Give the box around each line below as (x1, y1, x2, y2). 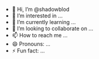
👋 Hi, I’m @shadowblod (11, 6, 70, 13)
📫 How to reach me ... (11, 32, 68, 39)
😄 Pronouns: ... (11, 40, 51, 48)
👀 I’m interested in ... (11, 12, 63, 19)
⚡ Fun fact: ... (11, 47, 45, 54)
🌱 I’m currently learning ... (11, 19, 76, 25)
